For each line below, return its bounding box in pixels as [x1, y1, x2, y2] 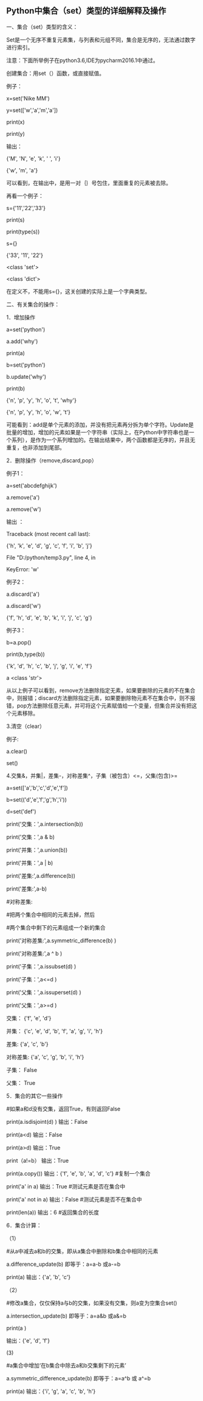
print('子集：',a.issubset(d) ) [6, 962, 77, 970]
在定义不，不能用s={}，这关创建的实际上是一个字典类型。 [6, 288, 151, 295]
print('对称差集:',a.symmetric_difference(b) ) [6, 937, 117, 944]
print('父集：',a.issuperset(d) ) [6, 989, 81, 996]
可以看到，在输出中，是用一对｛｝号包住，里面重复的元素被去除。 [6, 179, 171, 186]
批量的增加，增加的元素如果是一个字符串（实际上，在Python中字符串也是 [6, 428, 190, 436]
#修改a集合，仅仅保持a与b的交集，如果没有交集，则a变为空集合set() [6, 1299, 177, 1307]
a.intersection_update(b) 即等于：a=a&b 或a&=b [6, 1312, 126, 1319]
